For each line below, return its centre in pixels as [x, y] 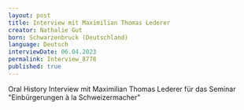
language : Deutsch [38, 45]
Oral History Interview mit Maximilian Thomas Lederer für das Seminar [122, 89]
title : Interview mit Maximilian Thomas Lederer [89, 23]
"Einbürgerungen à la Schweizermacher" [74, 97]
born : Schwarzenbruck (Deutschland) [68, 37]
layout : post [30, 15]
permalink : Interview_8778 [52, 60]
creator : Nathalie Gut [45, 30]
